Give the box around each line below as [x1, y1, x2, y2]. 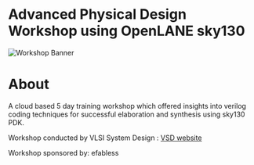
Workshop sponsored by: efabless [8, 148, 119, 157]
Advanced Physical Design [8, 5, 187, 23]
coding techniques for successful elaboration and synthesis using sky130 [8, 109, 245, 119]
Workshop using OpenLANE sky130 [8, 22, 245, 40]
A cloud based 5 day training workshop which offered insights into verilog [8, 101, 247, 110]
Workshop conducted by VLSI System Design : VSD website [8, 133, 202, 142]
